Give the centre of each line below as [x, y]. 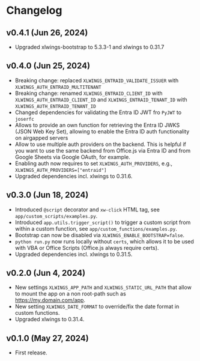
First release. [31, 353]
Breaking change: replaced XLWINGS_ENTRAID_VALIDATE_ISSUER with [97, 80]
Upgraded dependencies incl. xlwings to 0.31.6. [74, 176]
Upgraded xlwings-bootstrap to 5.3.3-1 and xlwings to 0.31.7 [89, 47]
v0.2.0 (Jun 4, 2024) [46, 273]
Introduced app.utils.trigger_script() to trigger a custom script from [103, 222]
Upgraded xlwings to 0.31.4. [50, 320]
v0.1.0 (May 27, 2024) [47, 338]
